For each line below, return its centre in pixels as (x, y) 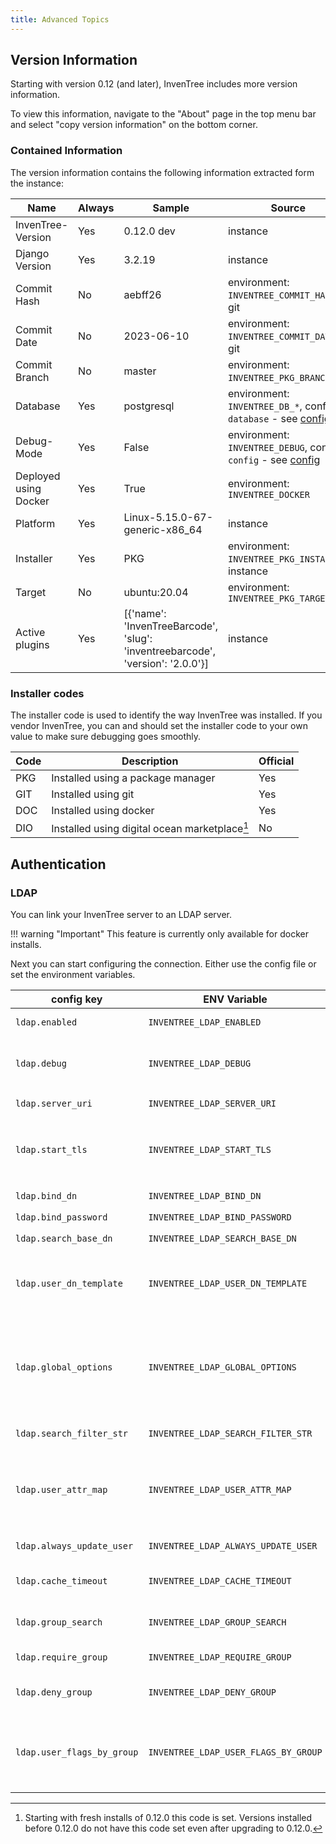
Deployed (38, 476)
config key (77, 999)
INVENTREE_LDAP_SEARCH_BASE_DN (222, 1239)
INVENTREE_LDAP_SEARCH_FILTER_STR (230, 1434)
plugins (32, 644)
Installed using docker (103, 811)
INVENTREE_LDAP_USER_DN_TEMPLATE (228, 1284)
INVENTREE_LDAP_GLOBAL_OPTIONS (222, 1367)
